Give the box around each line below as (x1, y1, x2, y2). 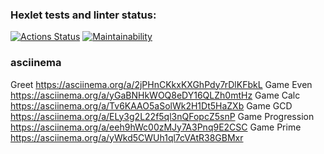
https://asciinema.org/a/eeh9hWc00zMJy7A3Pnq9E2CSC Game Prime (10, 121, 302, 133)
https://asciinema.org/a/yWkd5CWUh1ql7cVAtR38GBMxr (10, 131, 244, 143)
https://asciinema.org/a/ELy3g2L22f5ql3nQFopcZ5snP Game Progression (10, 110, 315, 122)
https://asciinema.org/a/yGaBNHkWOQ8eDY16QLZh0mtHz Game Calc (10, 89, 301, 101)
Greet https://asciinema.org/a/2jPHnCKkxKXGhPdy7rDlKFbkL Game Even (10, 78, 313, 90)
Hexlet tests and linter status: (10, 8, 157, 22)
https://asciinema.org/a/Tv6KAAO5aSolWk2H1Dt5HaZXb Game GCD (10, 99, 293, 112)
